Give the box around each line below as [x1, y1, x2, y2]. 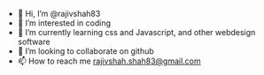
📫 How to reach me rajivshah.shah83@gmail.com [17, 56, 201, 66]
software [17, 36, 50, 47]
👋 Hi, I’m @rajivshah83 [17, 9, 101, 19]
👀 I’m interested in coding [17, 18, 112, 28]
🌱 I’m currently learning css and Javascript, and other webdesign [17, 27, 256, 37]
